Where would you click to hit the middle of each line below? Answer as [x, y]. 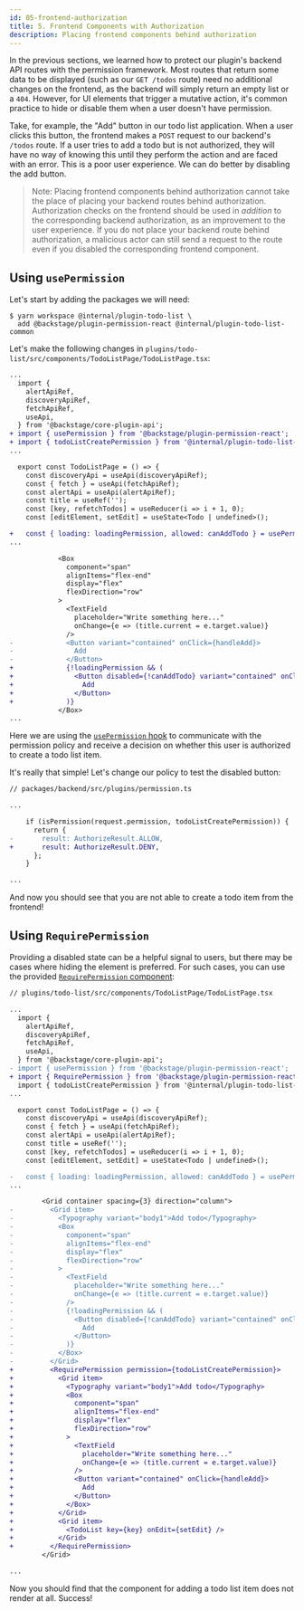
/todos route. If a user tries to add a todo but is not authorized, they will [142, 145]
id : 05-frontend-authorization [68, 18]
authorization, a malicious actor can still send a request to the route [157, 240]
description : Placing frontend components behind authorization [133, 34]
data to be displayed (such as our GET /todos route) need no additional [141, 80]
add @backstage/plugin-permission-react [95, 324]
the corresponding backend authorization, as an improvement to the [158, 220]
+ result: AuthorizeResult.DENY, [85, 847]
